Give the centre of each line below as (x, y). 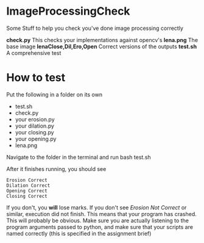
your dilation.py (35, 126)
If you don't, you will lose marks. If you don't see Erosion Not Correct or (97, 207)
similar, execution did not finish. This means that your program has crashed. (101, 214)
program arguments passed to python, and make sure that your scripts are (100, 227)
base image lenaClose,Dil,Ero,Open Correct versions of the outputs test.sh (101, 46)
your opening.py (36, 139)
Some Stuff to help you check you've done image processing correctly (95, 28)
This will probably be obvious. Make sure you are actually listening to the (97, 220)
